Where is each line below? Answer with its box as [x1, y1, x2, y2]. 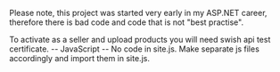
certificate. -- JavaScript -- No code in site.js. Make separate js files [9, 44, 260, 54]
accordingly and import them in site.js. [9, 53, 150, 63]
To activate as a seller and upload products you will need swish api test [9, 35, 271, 44]
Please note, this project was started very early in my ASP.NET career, [9, 8, 268, 18]
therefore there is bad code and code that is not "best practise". [9, 17, 243, 28]
